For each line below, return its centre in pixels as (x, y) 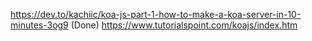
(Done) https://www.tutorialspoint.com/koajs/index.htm (184, 25)
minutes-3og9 (39, 25)
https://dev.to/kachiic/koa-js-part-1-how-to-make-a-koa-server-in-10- (156, 14)
